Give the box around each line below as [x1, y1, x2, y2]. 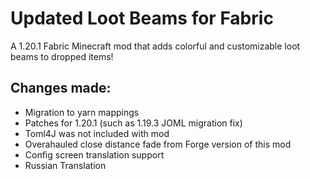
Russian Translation [24, 159, 107, 171]
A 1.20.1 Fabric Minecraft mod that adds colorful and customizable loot [10, 40, 301, 52]
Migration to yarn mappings [24, 106, 140, 118]
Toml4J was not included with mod [24, 127, 170, 139]
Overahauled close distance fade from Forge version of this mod [24, 138, 292, 150]
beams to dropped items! [10, 50, 114, 62]
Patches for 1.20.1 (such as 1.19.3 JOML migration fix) [24, 117, 243, 129]
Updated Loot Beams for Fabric [10, 7, 274, 30]
